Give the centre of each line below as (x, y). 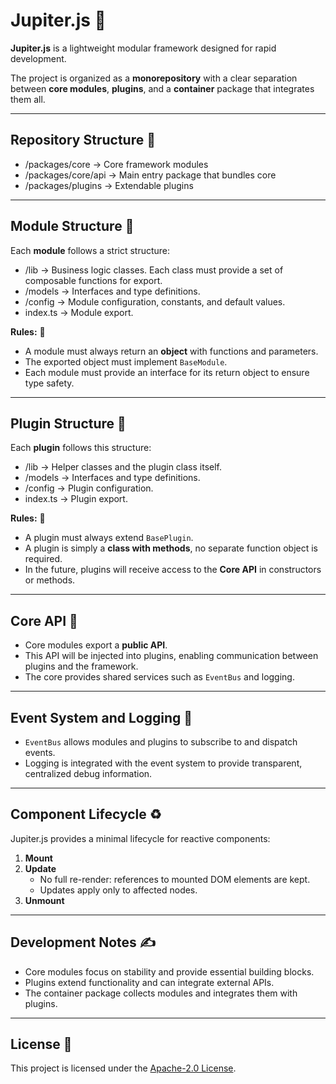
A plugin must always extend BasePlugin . (109, 538)
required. (43, 559)
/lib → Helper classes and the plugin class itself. (123, 467)
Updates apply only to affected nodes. (118, 890)
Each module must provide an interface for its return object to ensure (167, 372)
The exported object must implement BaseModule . (126, 361)
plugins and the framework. (81, 666)
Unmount (44, 900)
